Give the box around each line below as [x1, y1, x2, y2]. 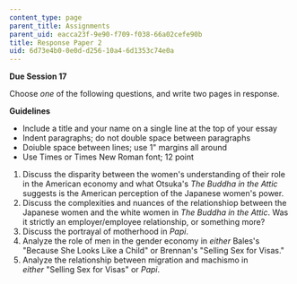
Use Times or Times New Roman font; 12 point [22, 151, 195, 162]
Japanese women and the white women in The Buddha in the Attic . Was [22, 207, 289, 218]
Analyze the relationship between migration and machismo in [22, 254, 249, 265]
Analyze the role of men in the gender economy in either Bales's [22, 236, 260, 246]
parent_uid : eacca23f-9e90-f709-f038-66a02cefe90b [9, 30, 203, 39]
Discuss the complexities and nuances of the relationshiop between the [22, 198, 287, 209]
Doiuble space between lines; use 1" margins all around [22, 142, 227, 153]
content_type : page [9, 13, 83, 22]
